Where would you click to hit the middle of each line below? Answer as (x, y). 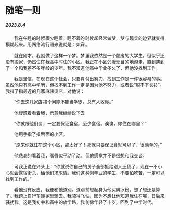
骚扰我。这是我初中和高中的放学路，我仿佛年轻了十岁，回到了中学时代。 (80, 202)
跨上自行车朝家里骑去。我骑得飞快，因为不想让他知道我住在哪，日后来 (92, 196)
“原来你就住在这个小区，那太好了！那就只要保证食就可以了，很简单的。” (88, 145)
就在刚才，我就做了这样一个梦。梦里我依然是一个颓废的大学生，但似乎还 (90, 56)
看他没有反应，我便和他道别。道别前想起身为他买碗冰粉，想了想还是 (85, 190)
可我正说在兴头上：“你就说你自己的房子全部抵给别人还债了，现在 (82, 167)
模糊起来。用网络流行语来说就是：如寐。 (47, 45)
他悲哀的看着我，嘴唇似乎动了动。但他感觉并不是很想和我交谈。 (81, 156)
